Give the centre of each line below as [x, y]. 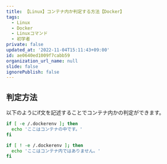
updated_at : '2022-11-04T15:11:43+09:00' [58, 50]
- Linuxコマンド [30, 34]
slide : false [22, 66]
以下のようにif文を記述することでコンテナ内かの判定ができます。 [85, 113]
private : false [25, 45]
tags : [13, 17]
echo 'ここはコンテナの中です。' [47, 129]
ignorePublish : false [33, 72]
